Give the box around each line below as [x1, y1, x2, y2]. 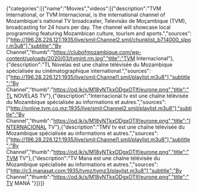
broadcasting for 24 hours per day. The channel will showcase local [6, 23, 171, 31]
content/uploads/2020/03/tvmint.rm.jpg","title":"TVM [6, 55, 136, 62]
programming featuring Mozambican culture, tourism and [6, 30, 146, 37]
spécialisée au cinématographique [6, 68, 90, 74]
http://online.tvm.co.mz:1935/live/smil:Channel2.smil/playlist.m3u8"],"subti [10, 105, 192, 112]
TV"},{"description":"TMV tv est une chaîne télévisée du [48, 123, 185, 130]
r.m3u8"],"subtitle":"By [6, 42, 62, 49]
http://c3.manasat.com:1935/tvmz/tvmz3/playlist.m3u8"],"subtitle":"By [10, 167, 182, 174]
